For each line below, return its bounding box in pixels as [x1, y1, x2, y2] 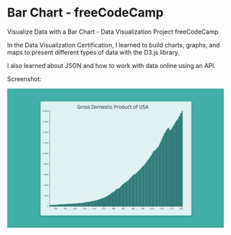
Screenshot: [7, 74, 42, 83]
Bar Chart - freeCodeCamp [7, 5, 164, 21]
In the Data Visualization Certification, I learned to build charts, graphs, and [7, 41, 220, 49]
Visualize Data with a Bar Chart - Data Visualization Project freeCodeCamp [7, 27, 219, 36]
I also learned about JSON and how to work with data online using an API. [7, 61, 217, 69]
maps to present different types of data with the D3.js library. [7, 48, 180, 56]
